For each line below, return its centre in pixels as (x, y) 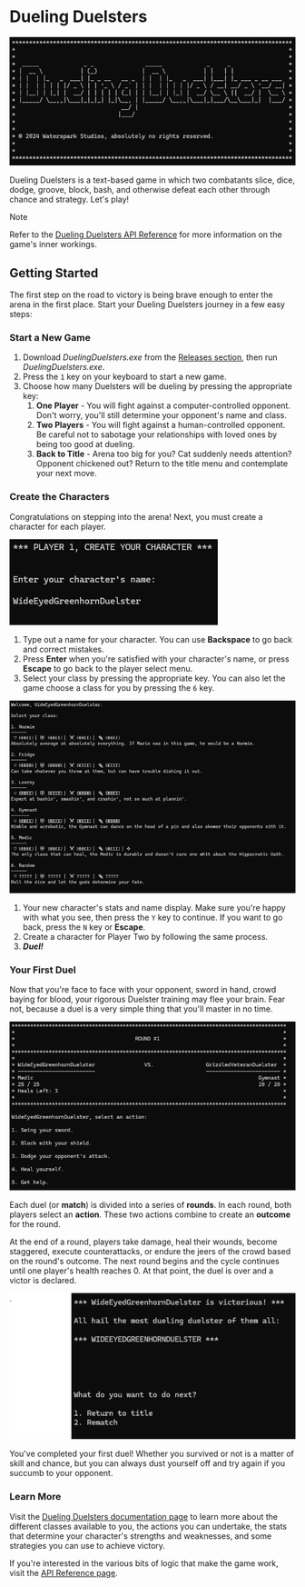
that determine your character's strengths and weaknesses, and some (141, 1536)
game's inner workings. (53, 245)
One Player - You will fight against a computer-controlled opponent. (163, 405)
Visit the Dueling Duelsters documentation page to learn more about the (144, 1516)
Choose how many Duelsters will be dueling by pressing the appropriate (157, 386)
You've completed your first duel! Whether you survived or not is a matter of (152, 1454)
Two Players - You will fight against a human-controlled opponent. (161, 425)
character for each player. (58, 526)
